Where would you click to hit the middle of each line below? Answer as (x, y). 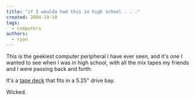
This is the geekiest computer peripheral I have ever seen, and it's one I (94, 56)
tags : (13, 23)
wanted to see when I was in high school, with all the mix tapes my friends (98, 62)
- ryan (20, 39)
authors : (17, 34)
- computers (27, 28)
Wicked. (16, 92)
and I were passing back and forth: (49, 69)
